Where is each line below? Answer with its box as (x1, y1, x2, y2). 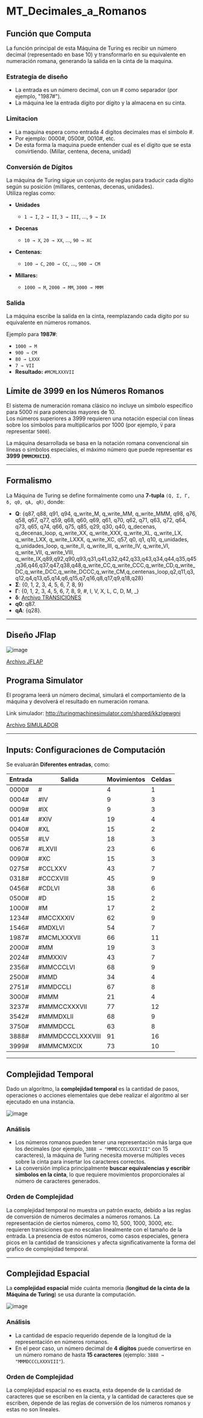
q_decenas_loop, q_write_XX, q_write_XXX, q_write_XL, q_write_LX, (14, 529, 183, 537)
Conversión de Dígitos (6, 163, 73, 171)
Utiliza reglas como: (6, 189, 56, 197)
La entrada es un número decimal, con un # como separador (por (14, 86, 178, 93)
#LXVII (38, 845, 57, 853)
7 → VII (14, 363, 34, 369)
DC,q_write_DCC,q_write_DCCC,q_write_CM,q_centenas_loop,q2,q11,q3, (14, 568, 195, 575)
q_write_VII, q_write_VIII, (14, 548, 75, 556)
